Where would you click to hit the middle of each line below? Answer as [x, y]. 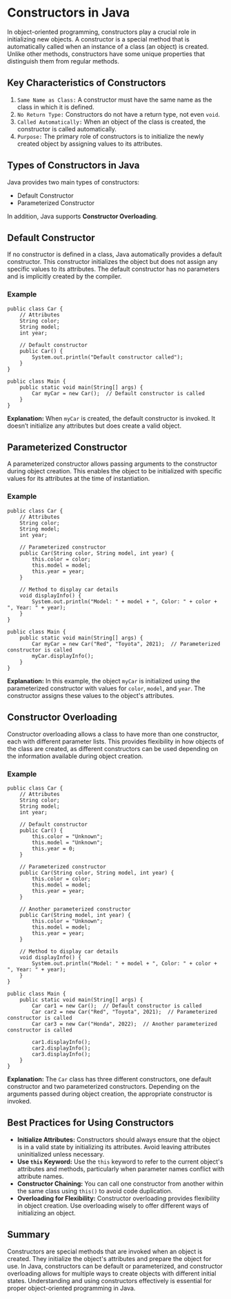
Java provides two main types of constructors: [73, 182]
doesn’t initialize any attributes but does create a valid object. [94, 426]
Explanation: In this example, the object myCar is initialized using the [104, 681]
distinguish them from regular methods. [63, 61]
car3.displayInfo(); [61, 1054]
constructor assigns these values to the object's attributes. [91, 695]
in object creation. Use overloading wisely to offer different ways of [113, 1205]
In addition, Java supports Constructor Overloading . [82, 216]
